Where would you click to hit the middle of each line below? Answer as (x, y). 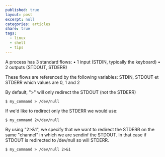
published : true (22, 10)
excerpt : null (20, 19)
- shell (18, 43)
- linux (18, 38)
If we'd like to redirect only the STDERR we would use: (61, 111)
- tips (17, 47)
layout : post (19, 15)
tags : (11, 33)
